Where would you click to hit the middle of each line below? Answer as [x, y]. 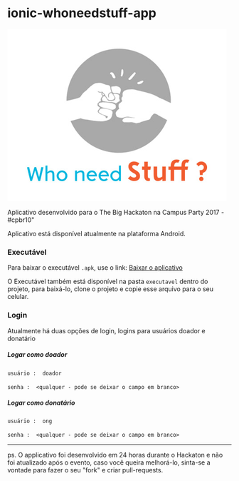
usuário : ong [30, 421]
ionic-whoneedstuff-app [82, 13]
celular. [18, 297]
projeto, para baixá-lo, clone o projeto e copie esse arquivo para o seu [110, 289]
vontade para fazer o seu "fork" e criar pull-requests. [85, 470]
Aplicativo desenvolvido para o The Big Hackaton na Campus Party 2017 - [116, 212]
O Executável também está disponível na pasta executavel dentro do [108, 282]
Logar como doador [37, 355]
